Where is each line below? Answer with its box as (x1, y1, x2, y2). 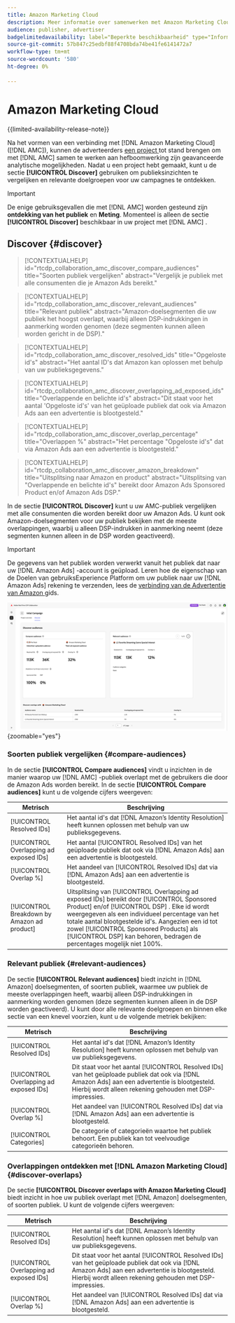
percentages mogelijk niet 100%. (66, 939, 163, 948)
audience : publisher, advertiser (7, 26, 105, 33)
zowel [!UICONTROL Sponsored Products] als (66, 925, 199, 933)
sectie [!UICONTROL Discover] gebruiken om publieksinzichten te (7, 168, 199, 177)
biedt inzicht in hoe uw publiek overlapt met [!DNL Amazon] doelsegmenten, (7, 1193, 227, 1202)
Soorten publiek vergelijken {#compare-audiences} (7, 749, 187, 759)
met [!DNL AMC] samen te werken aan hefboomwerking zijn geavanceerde (7, 153, 224, 161)
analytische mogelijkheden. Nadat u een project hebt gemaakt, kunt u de (7, 161, 217, 169)
